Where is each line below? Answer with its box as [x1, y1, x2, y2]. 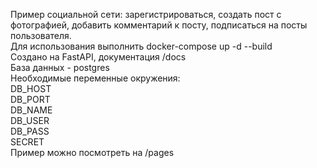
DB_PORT [10, 94, 51, 105]
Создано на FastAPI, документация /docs [10, 51, 187, 63]
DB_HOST [10, 83, 52, 94]
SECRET [10, 136, 45, 148]
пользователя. [10, 30, 72, 41]
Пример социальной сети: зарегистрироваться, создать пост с [10, 9, 282, 20]
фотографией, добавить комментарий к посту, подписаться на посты [10, 19, 308, 31]
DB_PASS [10, 125, 50, 137]
